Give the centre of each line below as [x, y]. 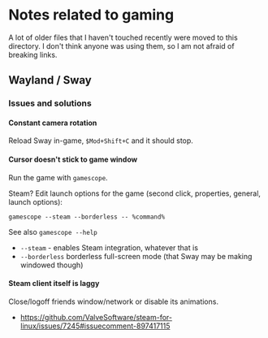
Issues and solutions [50, 103]
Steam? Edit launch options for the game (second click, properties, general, [135, 193]
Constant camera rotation [53, 123]
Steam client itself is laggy [54, 284]
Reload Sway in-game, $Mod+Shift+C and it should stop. [101, 141]
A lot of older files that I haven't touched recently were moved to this [123, 37]
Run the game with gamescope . [58, 177]
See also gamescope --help [53, 232]
